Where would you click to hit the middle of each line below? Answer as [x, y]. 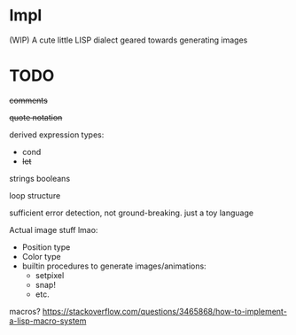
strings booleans [40, 178]
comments [29, 100]
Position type [46, 247]
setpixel [50, 275]
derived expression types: [57, 135]
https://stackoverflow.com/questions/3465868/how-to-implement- [165, 311]
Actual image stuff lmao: [54, 230]
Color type [41, 256]
